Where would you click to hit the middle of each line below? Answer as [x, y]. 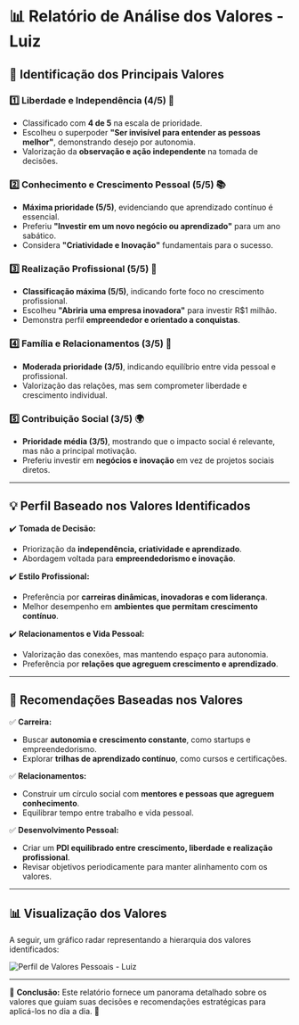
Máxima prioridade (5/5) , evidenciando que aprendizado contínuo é [148, 207]
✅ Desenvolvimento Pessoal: [64, 830]
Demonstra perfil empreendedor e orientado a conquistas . [131, 320]
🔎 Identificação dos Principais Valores [117, 74]
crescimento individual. [65, 395]
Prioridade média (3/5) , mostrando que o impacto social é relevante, [149, 442]
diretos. [36, 470]
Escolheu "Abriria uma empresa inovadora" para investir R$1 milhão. [149, 310]
